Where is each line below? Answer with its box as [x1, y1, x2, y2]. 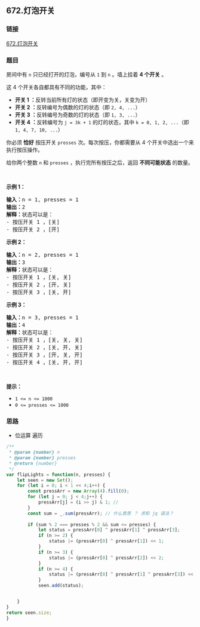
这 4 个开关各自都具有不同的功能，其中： [6, 83, 107, 91]
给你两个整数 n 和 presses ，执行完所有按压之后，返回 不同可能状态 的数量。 [6, 159, 193, 166]
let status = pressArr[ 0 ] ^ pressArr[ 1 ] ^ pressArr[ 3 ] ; [38, 527, 180, 533]
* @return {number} [8, 460, 58, 466]
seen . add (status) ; [38, 583, 84, 589]
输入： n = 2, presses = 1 [6, 251, 79, 258]
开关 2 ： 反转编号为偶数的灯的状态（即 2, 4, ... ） [14, 103, 141, 110]
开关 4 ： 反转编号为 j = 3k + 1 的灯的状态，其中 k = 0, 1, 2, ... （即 [14, 118, 189, 125]
